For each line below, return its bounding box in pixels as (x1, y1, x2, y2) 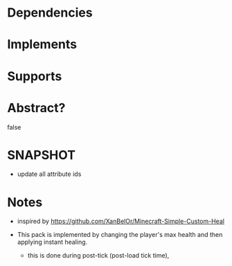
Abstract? (7, 100, 66, 116)
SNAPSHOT (7, 147, 76, 163)
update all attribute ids (17, 170, 82, 178)
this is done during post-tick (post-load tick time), (27, 251, 170, 260)
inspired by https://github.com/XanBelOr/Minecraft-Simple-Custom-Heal (17, 217, 225, 226)
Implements (7, 37, 78, 53)
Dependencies (7, 5, 93, 21)
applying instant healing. (17, 238, 88, 247)
